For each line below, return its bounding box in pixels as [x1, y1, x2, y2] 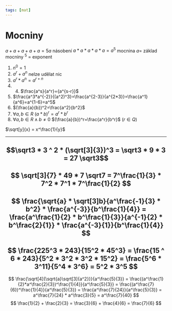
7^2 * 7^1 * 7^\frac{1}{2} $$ [40, 179, 132, 188]
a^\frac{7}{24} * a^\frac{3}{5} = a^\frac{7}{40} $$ [33, 292, 139, 298]
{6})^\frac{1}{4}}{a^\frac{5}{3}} [10, 287, 77, 293]
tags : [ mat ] [5, 7, 31, 13]
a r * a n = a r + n [12, 76, 44, 83]
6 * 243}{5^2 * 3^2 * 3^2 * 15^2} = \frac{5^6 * [10, 255, 162, 263]
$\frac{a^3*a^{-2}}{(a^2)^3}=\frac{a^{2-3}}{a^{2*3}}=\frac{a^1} [12, 93, 148, 100]
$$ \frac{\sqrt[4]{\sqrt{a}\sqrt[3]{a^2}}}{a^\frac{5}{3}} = [8, 276, 129, 282]
